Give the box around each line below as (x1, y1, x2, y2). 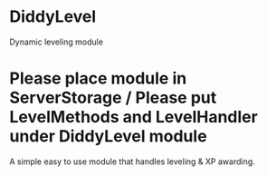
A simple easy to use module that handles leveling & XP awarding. (9, 156, 255, 167)
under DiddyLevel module (9, 126, 207, 147)
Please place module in (9, 68, 187, 89)
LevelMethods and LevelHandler (9, 107, 258, 128)
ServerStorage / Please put (9, 88, 217, 108)
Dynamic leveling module (9, 36, 104, 47)
